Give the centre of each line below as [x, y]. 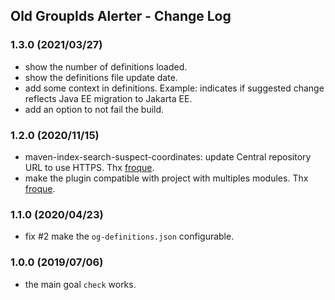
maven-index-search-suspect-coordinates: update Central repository [168, 156]
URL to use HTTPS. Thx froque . [89, 167]
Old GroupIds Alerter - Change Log [121, 16]
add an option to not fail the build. [94, 109]
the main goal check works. [80, 284]
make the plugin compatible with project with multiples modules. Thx [166, 178]
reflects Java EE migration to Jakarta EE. [108, 98]
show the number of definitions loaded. [106, 66]
